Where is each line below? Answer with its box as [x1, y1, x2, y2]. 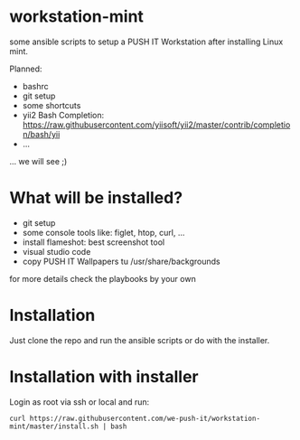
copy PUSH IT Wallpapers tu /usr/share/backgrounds [22, 256, 220, 267]
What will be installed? [9, 188, 183, 209]
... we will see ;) [9, 155, 68, 166]
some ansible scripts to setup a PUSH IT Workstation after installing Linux [9, 36, 284, 47]
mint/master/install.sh [9, 422, 99, 431]
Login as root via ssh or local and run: [9, 396, 150, 407]
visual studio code [22, 246, 91, 257]
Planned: [9, 63, 42, 74]
